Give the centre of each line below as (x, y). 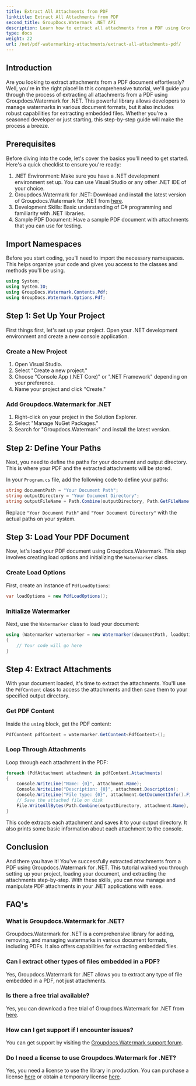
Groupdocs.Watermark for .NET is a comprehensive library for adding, (90, 934)
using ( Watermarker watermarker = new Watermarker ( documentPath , (87, 634)
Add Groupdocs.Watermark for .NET (59, 404)
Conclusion (27, 847)
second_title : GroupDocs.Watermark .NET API (61, 22)
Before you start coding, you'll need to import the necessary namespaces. (95, 258)
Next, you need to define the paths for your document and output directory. (97, 462)
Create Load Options (36, 573)
